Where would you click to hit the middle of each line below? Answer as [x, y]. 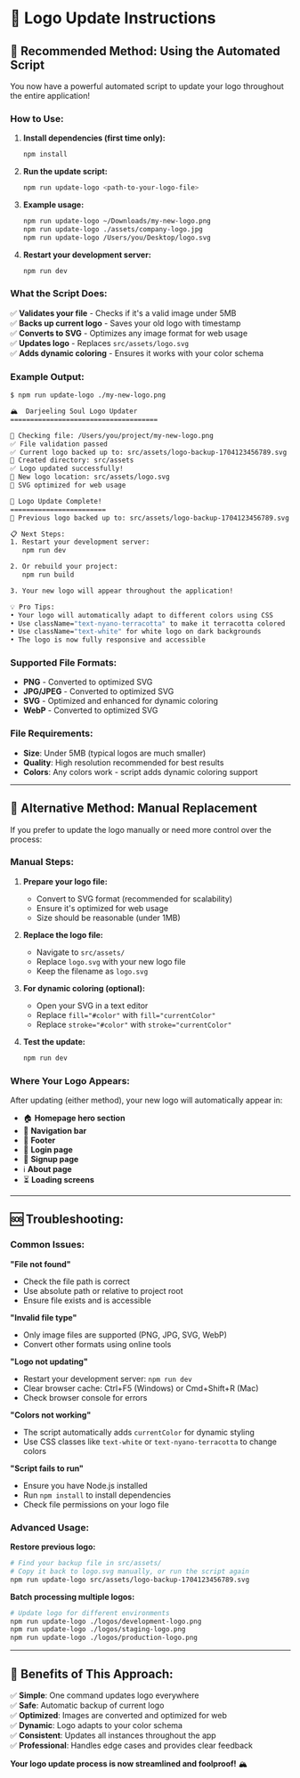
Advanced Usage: [50, 1527]
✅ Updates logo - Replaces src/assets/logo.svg [100, 343]
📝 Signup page [51, 1160]
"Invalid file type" [44, 1317]
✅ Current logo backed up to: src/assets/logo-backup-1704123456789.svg [149, 452]
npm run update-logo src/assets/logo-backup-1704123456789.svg [130, 1580]
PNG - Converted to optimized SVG [88, 682]
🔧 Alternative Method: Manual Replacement [134, 808]
